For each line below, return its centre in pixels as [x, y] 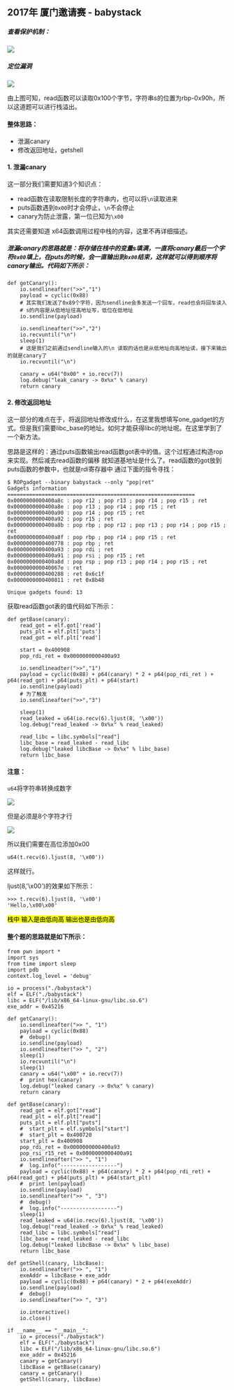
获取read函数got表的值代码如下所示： [61, 606]
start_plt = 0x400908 [51, 1141]
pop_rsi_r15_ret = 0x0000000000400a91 [76, 1154]
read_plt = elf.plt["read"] [60, 1117]
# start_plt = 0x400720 [56, 1135]
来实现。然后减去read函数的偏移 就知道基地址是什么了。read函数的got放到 [115, 460]
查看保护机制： [29, 31]
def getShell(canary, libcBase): [56, 1264]
